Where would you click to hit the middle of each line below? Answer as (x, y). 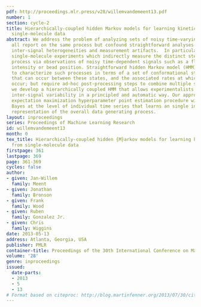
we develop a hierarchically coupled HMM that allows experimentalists (103, 90)
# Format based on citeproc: (42, 295)
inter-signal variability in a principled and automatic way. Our (96, 95)
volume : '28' (22, 256)
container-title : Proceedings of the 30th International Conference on (97, 251)
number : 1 (19, 17)
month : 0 (17, 134)
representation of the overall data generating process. (84, 112)
